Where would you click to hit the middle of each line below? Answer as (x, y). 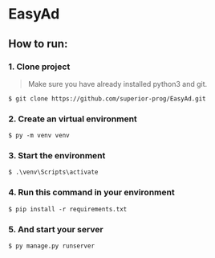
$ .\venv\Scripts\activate (53, 172)
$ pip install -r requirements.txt (68, 209)
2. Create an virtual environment (73, 119)
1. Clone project (39, 67)
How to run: (38, 44)
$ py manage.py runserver (51, 246)
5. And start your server (56, 229)
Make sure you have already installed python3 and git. (118, 84)
